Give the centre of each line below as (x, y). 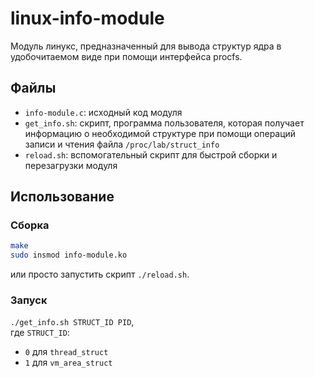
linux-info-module (87, 18)
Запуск (29, 300)
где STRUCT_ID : (40, 333)
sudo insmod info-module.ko (69, 255)
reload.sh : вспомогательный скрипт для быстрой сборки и (151, 154)
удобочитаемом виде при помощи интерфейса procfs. (126, 56)
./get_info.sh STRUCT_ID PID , (72, 322)
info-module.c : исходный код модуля (103, 112)
